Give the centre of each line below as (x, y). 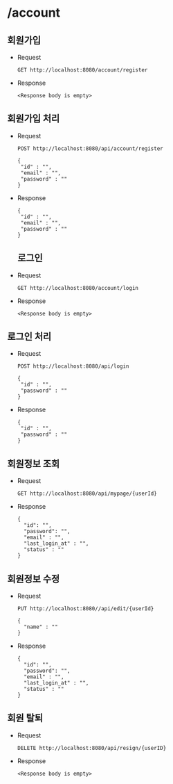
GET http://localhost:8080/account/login (78, 288)
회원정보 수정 (34, 579)
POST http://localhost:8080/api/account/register (90, 148)
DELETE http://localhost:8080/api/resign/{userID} (92, 748)
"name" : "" (41, 627)
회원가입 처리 (34, 119)
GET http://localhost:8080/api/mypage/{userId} (87, 494)
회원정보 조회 (34, 464)
